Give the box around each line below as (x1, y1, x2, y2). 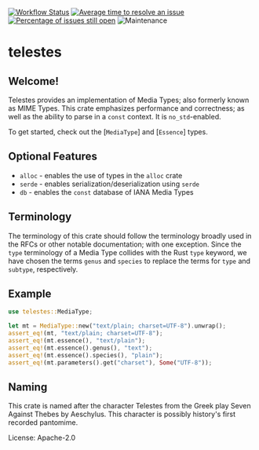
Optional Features (8, 150, 98, 163)
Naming (8, 380, 48, 393)
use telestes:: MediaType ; (8, 308, 93, 316)
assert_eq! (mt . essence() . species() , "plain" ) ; (8, 351, 163, 359)
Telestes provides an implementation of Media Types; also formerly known (8, 95, 250, 104)
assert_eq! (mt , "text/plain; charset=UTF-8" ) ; (8, 330, 163, 338)
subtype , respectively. (8, 264, 78, 274)
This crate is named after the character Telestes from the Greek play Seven (8, 401, 251, 411)
